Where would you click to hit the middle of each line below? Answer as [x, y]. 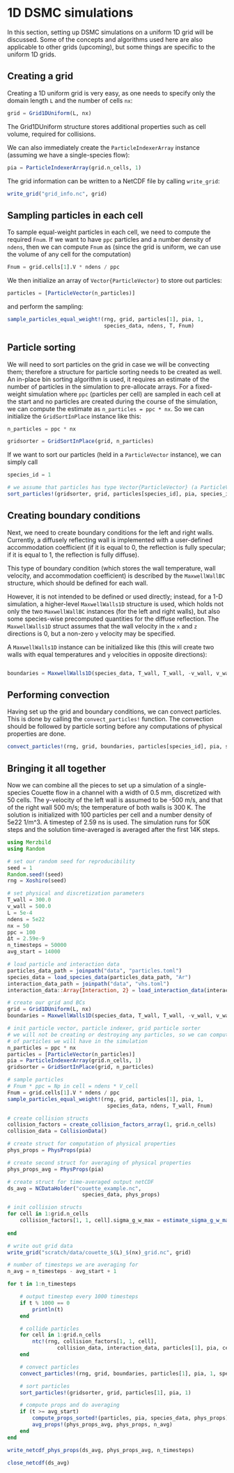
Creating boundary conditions [74, 516]
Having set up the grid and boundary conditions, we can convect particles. [114, 711]
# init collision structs [45, 1208]
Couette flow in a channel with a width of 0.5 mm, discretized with [126, 793]
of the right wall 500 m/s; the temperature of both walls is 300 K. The [107, 808]
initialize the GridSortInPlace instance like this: [74, 416]
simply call [23, 462]
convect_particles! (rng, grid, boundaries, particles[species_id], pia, [115, 747]
